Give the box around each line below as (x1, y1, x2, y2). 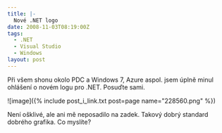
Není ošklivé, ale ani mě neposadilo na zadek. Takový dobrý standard (7, 110, 209, 118)
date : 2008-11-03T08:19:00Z (7, 23, 90, 30)
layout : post (7, 56, 46, 63)
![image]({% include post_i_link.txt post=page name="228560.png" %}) (7, 96, 216, 105)
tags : (7, 30, 23, 37)
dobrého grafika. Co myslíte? (7, 118, 92, 126)
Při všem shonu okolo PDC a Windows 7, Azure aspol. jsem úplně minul (7, 75, 214, 84)
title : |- (7, 10, 37, 18)
